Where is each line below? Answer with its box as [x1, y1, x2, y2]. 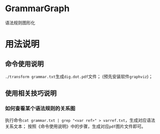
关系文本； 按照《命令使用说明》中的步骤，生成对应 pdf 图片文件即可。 [5, 123, 146, 129]
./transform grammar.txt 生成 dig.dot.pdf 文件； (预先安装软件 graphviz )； [5, 73, 153, 79]
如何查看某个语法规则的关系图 [5, 105, 76, 112]
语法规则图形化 [5, 20, 35, 25]
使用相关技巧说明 [5, 89, 57, 98]
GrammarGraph [5, 3, 70, 14]
